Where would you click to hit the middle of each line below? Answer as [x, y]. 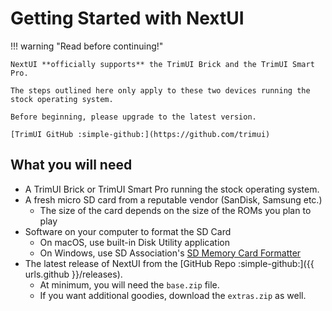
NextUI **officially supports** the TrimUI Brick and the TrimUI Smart [162, 64]
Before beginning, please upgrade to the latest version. [133, 117]
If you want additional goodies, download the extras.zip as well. [173, 295]
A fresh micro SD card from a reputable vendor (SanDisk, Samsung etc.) [173, 199]
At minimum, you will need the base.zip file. [129, 284]
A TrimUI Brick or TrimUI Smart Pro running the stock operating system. [172, 189]
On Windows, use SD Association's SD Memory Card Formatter [170, 253]
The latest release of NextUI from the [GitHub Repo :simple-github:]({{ [169, 263]
